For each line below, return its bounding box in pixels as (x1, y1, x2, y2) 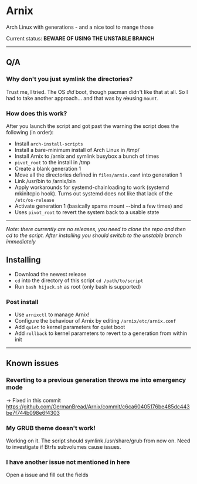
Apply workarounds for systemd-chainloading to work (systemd (14, 184, 169, 191)
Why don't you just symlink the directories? (6, 75, 133, 83)
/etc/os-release (14, 197, 55, 203)
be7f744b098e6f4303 (6, 409, 60, 416)
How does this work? (6, 109, 67, 117)
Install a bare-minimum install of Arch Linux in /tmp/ (14, 146, 140, 153)
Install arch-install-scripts (14, 140, 83, 147)
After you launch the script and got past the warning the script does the (6, 122, 179, 130)
